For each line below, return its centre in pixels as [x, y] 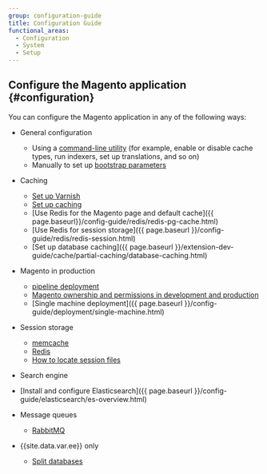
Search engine [44, 375]
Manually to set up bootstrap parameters [99, 165]
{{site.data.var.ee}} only [59, 445]
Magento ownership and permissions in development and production [145, 295]
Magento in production [58, 271]
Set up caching [57, 204]
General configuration [56, 132]
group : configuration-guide [55, 16]
